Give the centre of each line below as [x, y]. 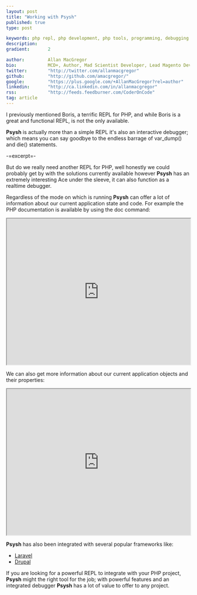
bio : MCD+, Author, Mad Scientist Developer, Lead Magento [94, 65]
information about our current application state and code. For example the [95, 203]
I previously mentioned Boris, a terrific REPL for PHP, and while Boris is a [93, 114]
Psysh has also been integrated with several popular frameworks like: [90, 544]
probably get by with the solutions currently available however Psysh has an [98, 173]
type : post [19, 28]
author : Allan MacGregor [47, 60]
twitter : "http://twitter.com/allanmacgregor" [73, 71]
